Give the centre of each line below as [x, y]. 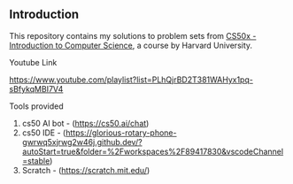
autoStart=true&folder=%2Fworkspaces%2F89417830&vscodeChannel [153, 151]
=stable [36, 161]
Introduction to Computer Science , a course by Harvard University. [131, 45]
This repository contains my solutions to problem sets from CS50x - [133, 35]
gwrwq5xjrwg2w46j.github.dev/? [82, 142]
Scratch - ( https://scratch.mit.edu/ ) [86, 170]
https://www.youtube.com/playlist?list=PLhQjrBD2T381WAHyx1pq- [131, 80]
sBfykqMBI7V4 [36, 88]
